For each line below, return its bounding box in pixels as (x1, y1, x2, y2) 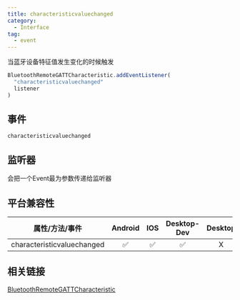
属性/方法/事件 (33, 224, 82, 234)
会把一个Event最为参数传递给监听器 (7, 174, 112, 183)
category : (7, 17, 37, 24)
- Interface (14, 24, 50, 31)
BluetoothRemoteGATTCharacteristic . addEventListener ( (7, 72, 171, 79)
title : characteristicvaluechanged (7, 10, 114, 18)
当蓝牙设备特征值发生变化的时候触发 (7, 58, 114, 66)
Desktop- (165, 219, 200, 229)
